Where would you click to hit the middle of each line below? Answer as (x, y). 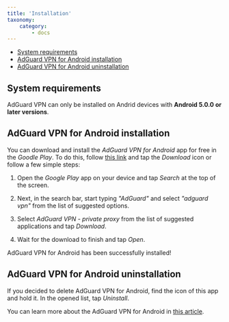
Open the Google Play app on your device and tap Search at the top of (116, 177)
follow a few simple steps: (44, 164)
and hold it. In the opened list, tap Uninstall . (68, 298)
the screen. (33, 185)
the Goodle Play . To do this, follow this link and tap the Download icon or (109, 157)
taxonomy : (21, 20)
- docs (41, 33)
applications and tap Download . (62, 226)
